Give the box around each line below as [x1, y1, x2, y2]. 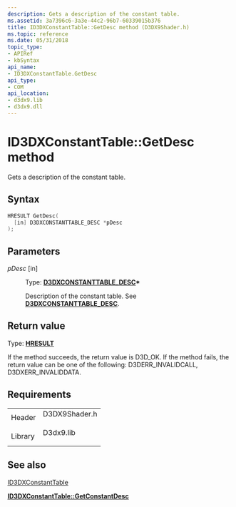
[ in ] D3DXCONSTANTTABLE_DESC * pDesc [14, 219, 123, 226]
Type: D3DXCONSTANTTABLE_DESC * [25, 278, 140, 287]
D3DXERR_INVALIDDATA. [7, 368, 82, 377]
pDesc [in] [7, 265, 38, 273]
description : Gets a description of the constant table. [7, 10, 180, 18]
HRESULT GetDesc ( [7, 212, 59, 220]
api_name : [7, 63, 37, 71]
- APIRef [7, 51, 34, 58]
